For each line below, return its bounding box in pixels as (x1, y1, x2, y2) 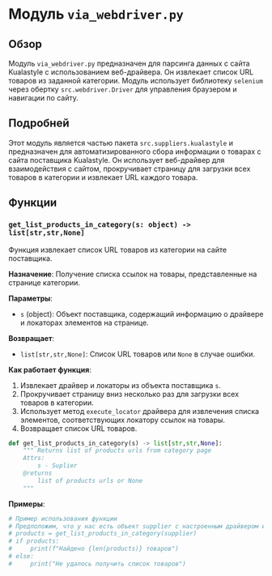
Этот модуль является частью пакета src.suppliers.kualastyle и (8, 138, 233, 147)
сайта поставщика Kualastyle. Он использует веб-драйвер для (8, 155, 225, 164)
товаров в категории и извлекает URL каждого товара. (8, 172, 198, 182)
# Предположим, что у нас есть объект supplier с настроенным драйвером (8, 522, 259, 531)
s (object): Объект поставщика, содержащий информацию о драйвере (19, 309, 264, 318)
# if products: (8, 537, 60, 545)
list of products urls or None (37, 476, 143, 484)
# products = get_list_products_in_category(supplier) (8, 530, 198, 538)
